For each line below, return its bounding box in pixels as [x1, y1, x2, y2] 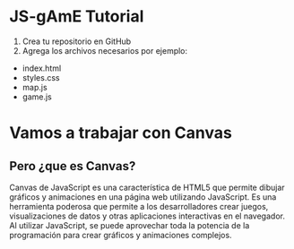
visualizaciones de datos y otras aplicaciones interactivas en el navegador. [9, 210, 285, 221]
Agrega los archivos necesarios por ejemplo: [22, 45, 188, 56]
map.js [22, 82, 48, 92]
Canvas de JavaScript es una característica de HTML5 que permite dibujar [9, 182, 285, 193]
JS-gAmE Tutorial [9, 6, 144, 27]
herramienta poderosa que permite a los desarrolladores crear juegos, [9, 201, 269, 211]
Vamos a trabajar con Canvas [9, 123, 233, 143]
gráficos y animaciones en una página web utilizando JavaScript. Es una [9, 191, 277, 202]
